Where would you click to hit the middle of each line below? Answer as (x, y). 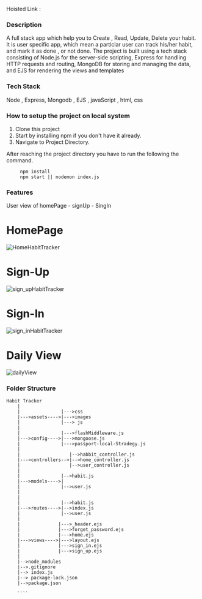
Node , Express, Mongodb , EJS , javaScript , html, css (75, 100)
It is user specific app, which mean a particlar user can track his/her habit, (100, 45)
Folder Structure (31, 388)
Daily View (34, 356)
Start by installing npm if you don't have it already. (78, 135)
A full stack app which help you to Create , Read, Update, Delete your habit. (101, 38)
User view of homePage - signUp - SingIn (59, 206)
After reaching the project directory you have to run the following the (93, 154)
